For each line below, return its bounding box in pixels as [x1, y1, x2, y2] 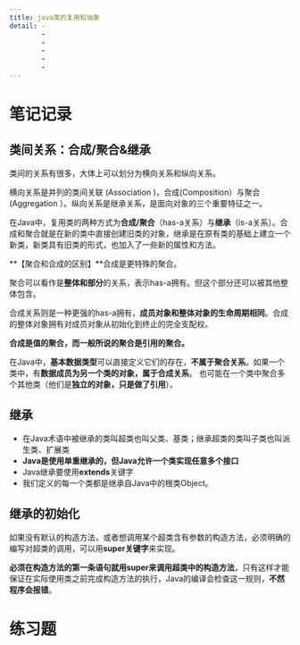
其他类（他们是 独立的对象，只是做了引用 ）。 [16, 379, 178, 390]
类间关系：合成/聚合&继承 [9, 142, 152, 157]
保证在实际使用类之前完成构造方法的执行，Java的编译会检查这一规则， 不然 [9, 573, 286, 583]
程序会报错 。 [9, 584, 56, 595]
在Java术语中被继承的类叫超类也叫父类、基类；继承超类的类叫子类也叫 [21, 432, 283, 443]
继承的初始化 [9, 507, 80, 522]
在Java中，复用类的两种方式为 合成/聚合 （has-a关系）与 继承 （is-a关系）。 [9, 216, 280, 228]
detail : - [9, 21, 46, 30]
